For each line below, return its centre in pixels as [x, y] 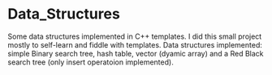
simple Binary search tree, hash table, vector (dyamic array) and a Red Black [136, 53]
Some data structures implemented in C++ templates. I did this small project [135, 36]
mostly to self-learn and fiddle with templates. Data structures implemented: [135, 44]
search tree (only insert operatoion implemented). [91, 62]
